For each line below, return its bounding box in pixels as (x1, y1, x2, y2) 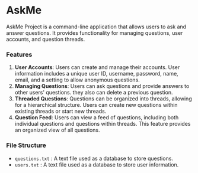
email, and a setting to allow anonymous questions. (14, 76, 140, 83)
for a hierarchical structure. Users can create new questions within (14, 102, 178, 109)
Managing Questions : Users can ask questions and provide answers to (14, 83, 190, 90)
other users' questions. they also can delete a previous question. (14, 89, 173, 96)
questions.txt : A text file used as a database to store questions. (14, 155, 174, 162)
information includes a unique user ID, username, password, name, (14, 70, 179, 77)
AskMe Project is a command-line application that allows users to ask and (6, 23, 187, 30)
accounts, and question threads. (6, 35, 85, 43)
